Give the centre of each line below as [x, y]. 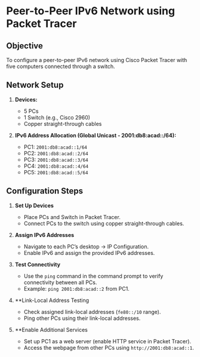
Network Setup [35, 85]
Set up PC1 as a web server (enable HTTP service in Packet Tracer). [107, 341]
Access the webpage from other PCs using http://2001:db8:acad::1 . [109, 347]
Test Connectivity [38, 264]
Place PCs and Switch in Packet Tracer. [72, 217]
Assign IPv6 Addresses [44, 235]
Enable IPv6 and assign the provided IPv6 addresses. [89, 253]
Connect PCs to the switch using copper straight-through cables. [104, 223]
